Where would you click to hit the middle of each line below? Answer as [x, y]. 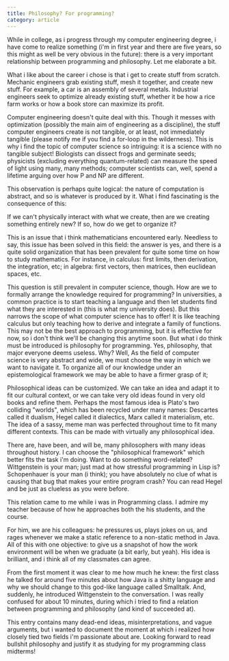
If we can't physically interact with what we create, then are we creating [108, 216]
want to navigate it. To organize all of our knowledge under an [94, 367]
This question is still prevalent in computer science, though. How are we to [112, 287]
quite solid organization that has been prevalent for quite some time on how [113, 252]
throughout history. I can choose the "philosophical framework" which [106, 452]
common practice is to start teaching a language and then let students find [112, 301]
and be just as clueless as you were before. [68, 489]
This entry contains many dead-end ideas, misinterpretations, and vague [110, 622]
